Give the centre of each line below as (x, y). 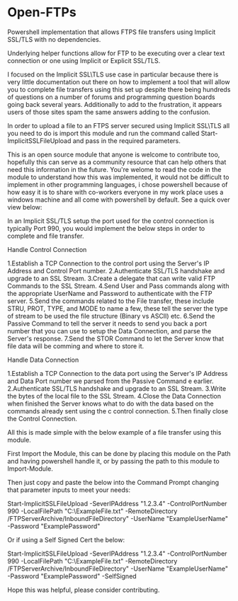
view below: (25, 207)
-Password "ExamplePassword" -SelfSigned (72, 576)
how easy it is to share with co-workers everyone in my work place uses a (115, 192)
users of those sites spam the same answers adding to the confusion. (109, 112)
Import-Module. (30, 469)
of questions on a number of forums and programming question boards (111, 97)
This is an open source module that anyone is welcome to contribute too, (114, 154)
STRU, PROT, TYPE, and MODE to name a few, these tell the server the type (118, 308)
